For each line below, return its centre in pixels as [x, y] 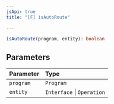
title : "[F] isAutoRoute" [38, 17]
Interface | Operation [75, 92]
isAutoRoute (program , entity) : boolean [56, 39]
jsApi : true [21, 12]
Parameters [28, 57]
